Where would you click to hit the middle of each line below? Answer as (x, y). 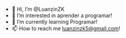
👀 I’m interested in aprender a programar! (62, 15)
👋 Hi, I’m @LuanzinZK (38, 9)
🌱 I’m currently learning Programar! (54, 22)
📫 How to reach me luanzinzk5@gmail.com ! (66, 28)
